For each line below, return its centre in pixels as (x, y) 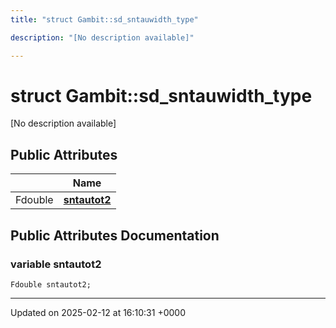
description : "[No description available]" (102, 37)
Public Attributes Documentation (115, 235)
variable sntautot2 (56, 264)
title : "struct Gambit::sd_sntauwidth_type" (104, 19)
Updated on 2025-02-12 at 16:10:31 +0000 (98, 312)
